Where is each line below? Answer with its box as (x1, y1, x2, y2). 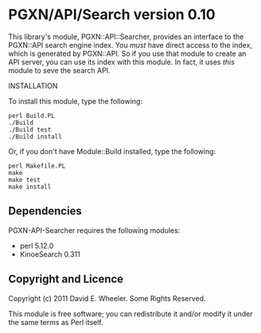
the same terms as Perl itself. (8, 317, 103, 327)
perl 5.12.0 (19, 241, 54, 250)
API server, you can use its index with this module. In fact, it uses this (8, 57, 235, 67)
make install (8, 183, 52, 191)
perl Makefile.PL (8, 161, 66, 170)
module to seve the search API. (8, 65, 111, 75)
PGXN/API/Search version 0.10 (8, 6, 216, 24)
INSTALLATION (8, 81, 58, 91)
